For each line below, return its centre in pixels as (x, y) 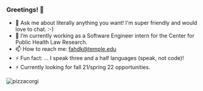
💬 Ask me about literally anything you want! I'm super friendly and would (106, 23)
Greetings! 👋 (25, 10)
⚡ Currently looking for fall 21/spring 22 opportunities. (83, 67)
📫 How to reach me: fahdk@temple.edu (66, 49)
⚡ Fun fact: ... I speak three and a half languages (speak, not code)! (99, 58)
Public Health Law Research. (51, 42)
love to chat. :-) (34, 29)
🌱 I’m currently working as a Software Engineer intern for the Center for (105, 36)
